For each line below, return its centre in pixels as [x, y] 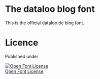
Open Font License [24, 71]
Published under [22, 56]
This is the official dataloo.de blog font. [45, 23]
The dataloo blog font [50, 9]
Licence [22, 43]
